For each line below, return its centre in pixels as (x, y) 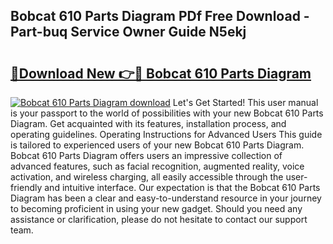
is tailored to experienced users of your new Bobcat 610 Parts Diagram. (157, 145)
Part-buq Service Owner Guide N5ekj (128, 32)
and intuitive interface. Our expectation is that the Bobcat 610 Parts (182, 187)
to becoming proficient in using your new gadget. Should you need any (156, 208)
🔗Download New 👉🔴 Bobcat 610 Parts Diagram (161, 73)
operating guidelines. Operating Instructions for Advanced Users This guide (166, 134)
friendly (26, 187)
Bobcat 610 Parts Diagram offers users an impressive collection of (146, 155)
